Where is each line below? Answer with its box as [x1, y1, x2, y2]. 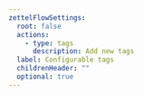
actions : [16, 30, 50, 39]
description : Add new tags [32, 47, 135, 56]
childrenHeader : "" [16, 64, 91, 73]
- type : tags [24, 38, 74, 48]
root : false [16, 22, 62, 31]
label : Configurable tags [16, 55, 115, 64]
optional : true [16, 72, 74, 81]
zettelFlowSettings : [8, 13, 87, 23]
